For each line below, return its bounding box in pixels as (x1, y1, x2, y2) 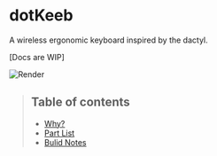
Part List (43, 128, 75, 138)
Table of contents (30, 95, 130, 110)
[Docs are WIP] (9, 51, 65, 62)
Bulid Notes (43, 136, 87, 147)
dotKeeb (9, 5, 74, 26)
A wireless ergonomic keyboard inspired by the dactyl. (9, 35, 208, 45)
